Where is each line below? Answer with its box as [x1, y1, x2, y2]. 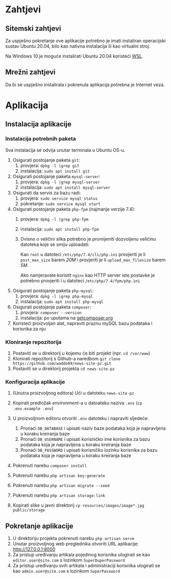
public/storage [12, 508, 45, 513]
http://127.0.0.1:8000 [12, 546, 56, 552]
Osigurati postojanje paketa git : [12, 157, 80, 163]
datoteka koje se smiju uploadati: [20, 241, 90, 247]
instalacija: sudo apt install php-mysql [20, 298, 104, 304]
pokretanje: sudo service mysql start [20, 200, 101, 206]
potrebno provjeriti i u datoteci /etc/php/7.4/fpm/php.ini [20, 277, 140, 283]
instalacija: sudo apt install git [20, 168, 90, 174]
